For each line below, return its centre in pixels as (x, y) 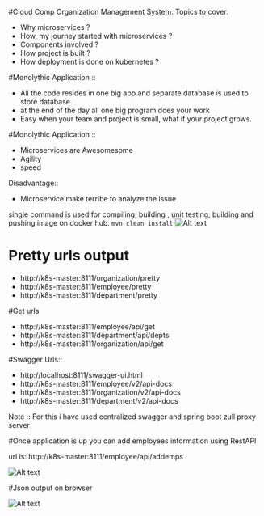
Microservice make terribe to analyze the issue (98, 199)
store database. (46, 102)
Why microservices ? (55, 27)
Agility (31, 159)
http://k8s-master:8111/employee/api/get (87, 326)
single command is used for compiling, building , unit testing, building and (131, 214)
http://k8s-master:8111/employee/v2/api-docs (96, 383)
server (19, 425)
